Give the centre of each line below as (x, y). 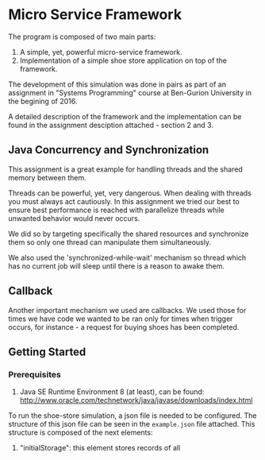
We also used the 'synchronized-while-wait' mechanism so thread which (127, 257)
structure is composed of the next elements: (81, 433)
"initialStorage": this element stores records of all (100, 448)
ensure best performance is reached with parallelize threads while (116, 210)
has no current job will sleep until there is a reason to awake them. (116, 266)
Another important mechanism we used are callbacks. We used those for (127, 310)
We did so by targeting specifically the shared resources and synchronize (129, 234)
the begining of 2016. (43, 101)
